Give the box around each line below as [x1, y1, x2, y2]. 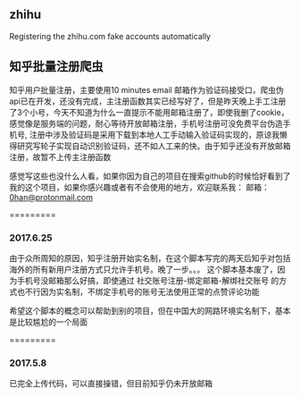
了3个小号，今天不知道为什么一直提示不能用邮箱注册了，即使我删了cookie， [9, 106, 289, 117]
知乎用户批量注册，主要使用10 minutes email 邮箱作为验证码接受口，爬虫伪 [9, 84, 284, 95]
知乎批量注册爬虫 [9, 59, 104, 74]
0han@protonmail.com [9, 191, 94, 202]
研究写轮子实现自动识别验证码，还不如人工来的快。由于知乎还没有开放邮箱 [16, 140, 291, 151]
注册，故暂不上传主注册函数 [9, 151, 112, 162]
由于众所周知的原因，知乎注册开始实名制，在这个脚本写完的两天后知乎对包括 [9, 252, 291, 263]
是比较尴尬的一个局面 [9, 317, 87, 327]
